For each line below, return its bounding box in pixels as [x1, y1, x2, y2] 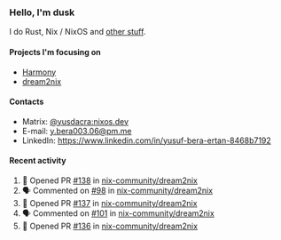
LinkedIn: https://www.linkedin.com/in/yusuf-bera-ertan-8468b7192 [21, 135, 272, 146]
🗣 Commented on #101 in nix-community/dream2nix [21, 207, 215, 219]
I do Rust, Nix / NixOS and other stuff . [9, 27, 146, 37]
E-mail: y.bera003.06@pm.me [21, 125, 132, 136]
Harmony [21, 67, 57, 77]
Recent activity [9, 156, 66, 166]
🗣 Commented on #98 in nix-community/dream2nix [21, 185, 214, 196]
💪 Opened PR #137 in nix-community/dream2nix [21, 197, 198, 208]
